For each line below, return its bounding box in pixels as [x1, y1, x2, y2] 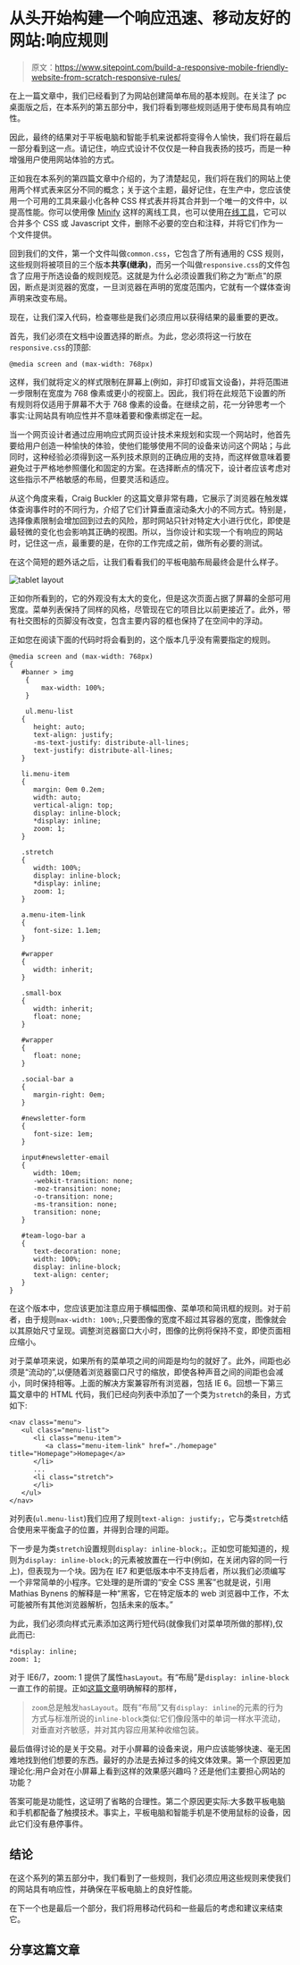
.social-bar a [21, 1074, 74, 1083]
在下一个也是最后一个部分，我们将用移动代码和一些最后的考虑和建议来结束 [9, 1902, 283, 1913]
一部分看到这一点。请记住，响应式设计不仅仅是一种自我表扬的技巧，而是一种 [9, 142, 291, 153]
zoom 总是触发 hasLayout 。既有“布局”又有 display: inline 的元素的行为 [30, 1701, 284, 1713]
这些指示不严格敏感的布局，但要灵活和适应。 [9, 473, 174, 484]
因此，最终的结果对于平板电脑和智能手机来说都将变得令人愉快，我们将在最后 [9, 131, 291, 142]
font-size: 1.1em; [32, 926, 102, 935]
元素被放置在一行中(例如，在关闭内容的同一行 [120, 1554, 288, 1565]
